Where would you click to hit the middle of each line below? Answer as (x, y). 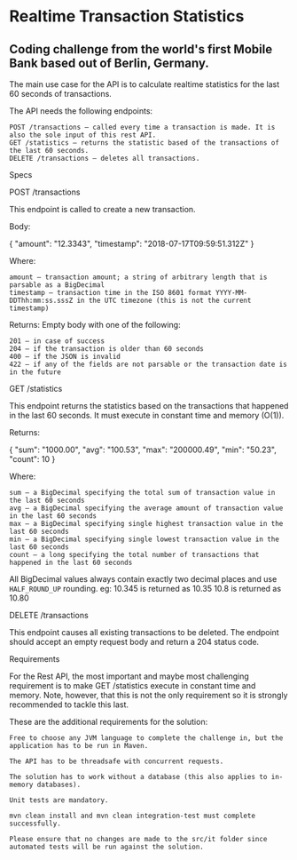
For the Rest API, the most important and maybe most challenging (129, 676)
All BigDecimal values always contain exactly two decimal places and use (143, 579)
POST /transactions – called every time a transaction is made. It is (142, 127)
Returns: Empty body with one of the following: (95, 325)
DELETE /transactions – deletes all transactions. (105, 158)
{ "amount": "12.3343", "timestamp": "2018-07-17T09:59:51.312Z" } (132, 243)
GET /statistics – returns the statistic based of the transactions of (144, 143)
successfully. (35, 824)
